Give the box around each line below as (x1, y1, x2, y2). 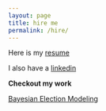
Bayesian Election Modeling (8, 94, 99, 104)
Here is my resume (8, 48, 70, 58)
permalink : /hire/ (8, 26, 69, 34)
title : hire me (8, 19, 59, 27)
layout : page (8, 11, 51, 20)
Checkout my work (8, 78, 72, 88)
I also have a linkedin (8, 63, 77, 73)
